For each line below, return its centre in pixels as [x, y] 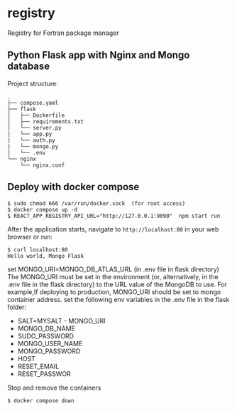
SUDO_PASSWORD [46, 335]
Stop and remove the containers [54, 387]
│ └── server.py [34, 128]
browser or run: [30, 236]
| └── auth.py [31, 140]
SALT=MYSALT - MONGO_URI [62, 321]
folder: [17, 307]
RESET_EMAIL [38, 366]
